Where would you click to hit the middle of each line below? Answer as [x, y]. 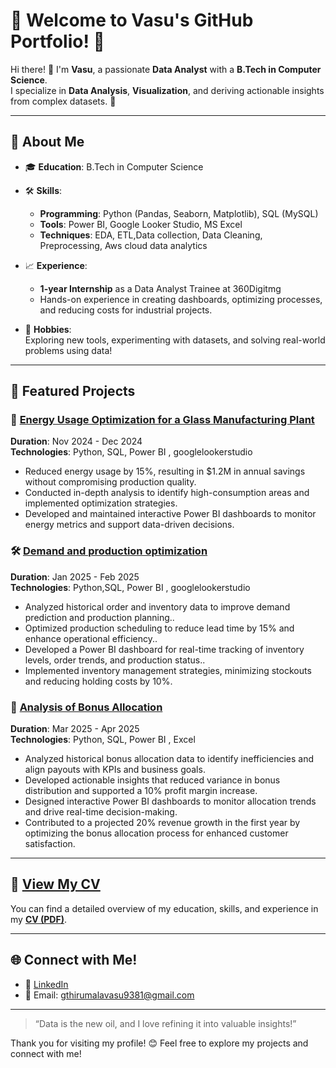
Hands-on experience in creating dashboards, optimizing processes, [181, 299]
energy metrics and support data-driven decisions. [129, 525]
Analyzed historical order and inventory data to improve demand [157, 606]
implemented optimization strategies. [101, 503]
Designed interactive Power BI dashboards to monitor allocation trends [170, 801]
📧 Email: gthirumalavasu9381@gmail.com [109, 995]
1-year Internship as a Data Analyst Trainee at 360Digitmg [160, 288]
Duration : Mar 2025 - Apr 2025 [75, 729]
